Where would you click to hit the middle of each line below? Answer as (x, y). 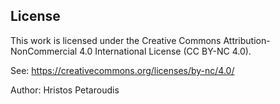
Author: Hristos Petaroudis (65, 90)
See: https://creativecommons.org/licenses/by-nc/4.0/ (122, 70)
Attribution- (247, 40)
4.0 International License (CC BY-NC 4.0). (165, 51)
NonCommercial (44, 51)
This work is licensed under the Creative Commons (116, 40)
